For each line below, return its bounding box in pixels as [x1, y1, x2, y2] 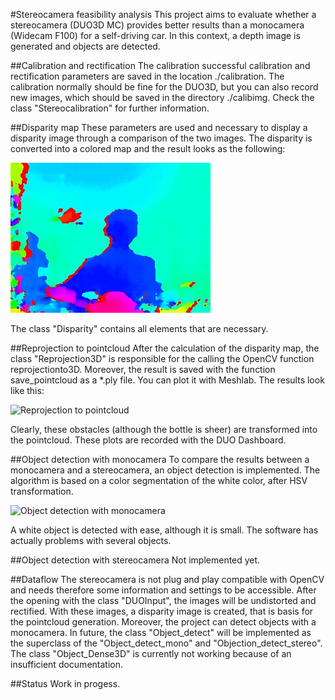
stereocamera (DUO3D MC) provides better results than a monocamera [10, 19, 305, 31]
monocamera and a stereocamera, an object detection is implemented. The [10, 464, 321, 476]
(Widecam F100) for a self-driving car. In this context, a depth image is [10, 30, 301, 41]
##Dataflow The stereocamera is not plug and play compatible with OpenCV [10, 574, 325, 585]
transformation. [10, 485, 74, 497]
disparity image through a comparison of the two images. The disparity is [10, 132, 313, 144]
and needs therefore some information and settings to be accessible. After [10, 584, 317, 596]
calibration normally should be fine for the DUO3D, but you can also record [10, 81, 319, 93]
